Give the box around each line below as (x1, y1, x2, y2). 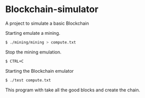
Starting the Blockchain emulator (5, 68, 74, 74)
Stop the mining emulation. (5, 49, 62, 55)
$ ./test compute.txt (5, 77, 51, 83)
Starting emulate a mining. (5, 30, 61, 36)
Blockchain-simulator (5, 4, 99, 15)
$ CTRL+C (5, 59, 24, 64)
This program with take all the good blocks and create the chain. (5, 87, 140, 93)
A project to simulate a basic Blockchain (5, 20, 89, 26)
